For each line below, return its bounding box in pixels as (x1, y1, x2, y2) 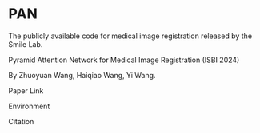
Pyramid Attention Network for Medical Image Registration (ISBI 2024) (8, 55, 240, 65)
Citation (8, 116, 34, 126)
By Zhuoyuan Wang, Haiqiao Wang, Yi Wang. (8, 70, 156, 80)
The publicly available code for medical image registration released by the (8, 31, 253, 41)
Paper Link (8, 85, 44, 96)
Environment (8, 101, 50, 111)
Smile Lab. (8, 39, 43, 49)
